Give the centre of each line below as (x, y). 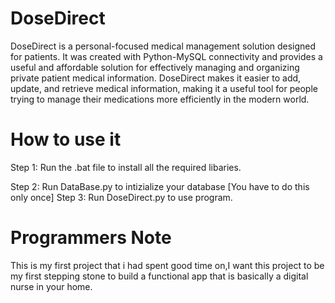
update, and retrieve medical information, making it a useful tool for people (164, 88)
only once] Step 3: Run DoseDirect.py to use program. (121, 197)
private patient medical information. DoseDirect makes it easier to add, (156, 78)
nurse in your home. (51, 286)
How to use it (66, 139)
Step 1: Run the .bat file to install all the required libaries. (126, 167)
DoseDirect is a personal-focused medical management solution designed (163, 46)
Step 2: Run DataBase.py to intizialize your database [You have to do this (160, 186)
